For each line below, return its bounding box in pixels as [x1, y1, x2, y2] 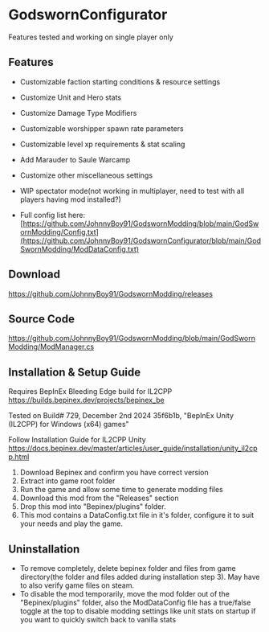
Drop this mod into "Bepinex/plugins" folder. [19, 502, 166, 511]
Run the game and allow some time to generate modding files [19, 485, 223, 495]
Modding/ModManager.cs [8, 342, 95, 351]
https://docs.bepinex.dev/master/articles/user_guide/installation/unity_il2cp [8, 444, 258, 453]
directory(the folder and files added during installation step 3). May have [19, 572, 260, 581]
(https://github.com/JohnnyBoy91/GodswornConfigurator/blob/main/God [19, 236, 262, 245]
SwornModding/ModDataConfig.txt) [19, 244, 139, 254]
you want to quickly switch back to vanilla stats [19, 615, 177, 624]
